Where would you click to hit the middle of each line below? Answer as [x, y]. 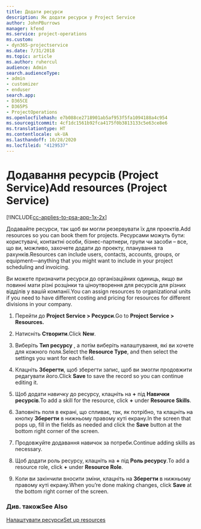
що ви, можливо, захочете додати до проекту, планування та [85, 248]
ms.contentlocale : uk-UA [37, 134]
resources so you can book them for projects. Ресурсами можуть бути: [96, 235]
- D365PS [17, 106]
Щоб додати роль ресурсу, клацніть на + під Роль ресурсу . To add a [102, 460]
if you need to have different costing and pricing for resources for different [98, 298]
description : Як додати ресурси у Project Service [71, 17]
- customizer [22, 84]
